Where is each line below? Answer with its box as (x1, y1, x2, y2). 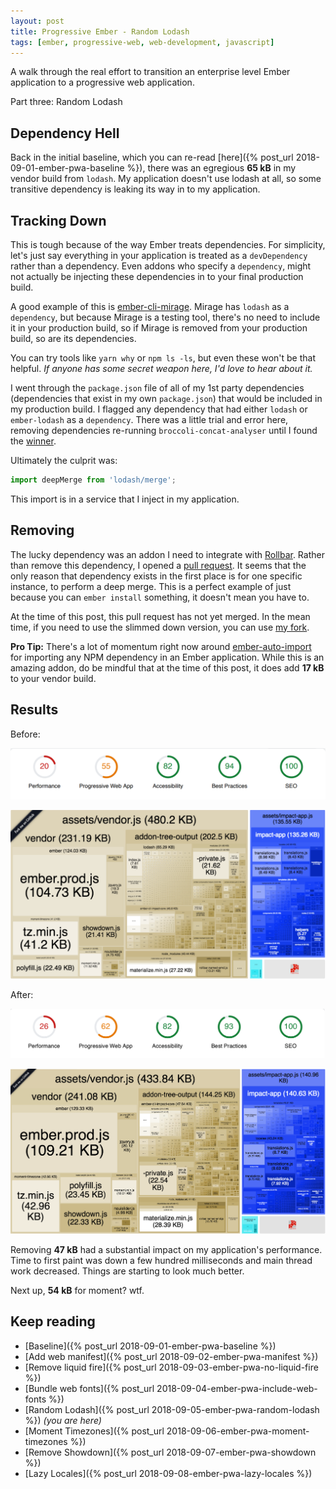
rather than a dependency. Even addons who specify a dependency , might (10, 260, 312, 272)
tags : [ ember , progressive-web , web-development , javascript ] (10, 37, 275, 47)
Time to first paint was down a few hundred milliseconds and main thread (10, 1254, 313, 1266)
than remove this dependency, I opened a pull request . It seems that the (10, 559, 307, 571)
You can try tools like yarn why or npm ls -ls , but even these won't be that (10, 352, 317, 364)
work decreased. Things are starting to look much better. (10, 1265, 245, 1277)
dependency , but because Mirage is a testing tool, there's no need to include (10, 311, 321, 323)
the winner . (10, 435, 57, 447)
